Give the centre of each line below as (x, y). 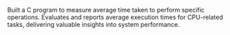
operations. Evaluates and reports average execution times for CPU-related (115, 17)
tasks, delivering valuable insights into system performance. (93, 24)
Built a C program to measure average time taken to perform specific (106, 10)
